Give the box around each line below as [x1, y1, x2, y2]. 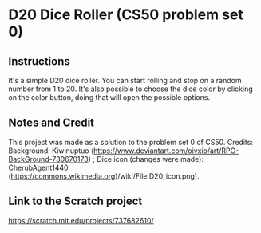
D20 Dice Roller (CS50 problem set [8, 6, 243, 24]
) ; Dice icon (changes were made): [88, 154, 204, 163]
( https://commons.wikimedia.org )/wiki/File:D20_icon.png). [8, 171, 200, 181]
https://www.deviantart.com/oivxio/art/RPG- [93, 146, 239, 155]
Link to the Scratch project [8, 195, 143, 208]
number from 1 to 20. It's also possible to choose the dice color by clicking [8, 84, 253, 94]
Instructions [8, 54, 70, 68]
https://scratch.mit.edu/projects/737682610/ [8, 215, 154, 225]
